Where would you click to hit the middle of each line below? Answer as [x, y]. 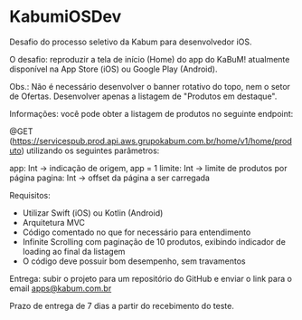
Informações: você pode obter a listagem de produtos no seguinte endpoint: [151, 113]
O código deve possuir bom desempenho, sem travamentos [134, 261]
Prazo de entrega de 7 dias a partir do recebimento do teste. [122, 305]
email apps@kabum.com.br [61, 288]
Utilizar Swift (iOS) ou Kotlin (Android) [93, 213]
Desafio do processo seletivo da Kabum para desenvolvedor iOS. [131, 42]
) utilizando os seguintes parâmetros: [90, 150]
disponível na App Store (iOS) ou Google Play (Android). [113, 69]
